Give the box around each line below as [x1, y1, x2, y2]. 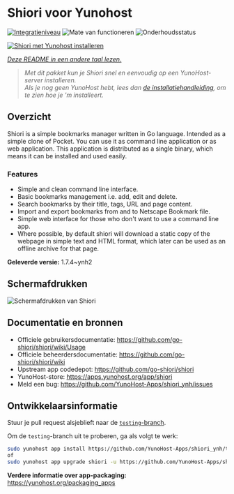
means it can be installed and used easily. [7, 151, 127, 160]
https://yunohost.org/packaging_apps [7, 479, 116, 487]
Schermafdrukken [7, 278, 88, 290]
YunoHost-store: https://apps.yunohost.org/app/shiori [17, 372, 173, 381]
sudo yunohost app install [7, 445, 86, 453]
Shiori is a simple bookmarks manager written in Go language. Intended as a [7, 129, 226, 137]
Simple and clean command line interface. [17, 185, 139, 193]
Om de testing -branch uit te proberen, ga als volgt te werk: [7, 432, 178, 440]
